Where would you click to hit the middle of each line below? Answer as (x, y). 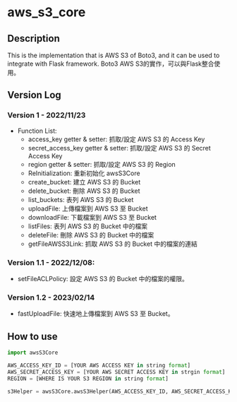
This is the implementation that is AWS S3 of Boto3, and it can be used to (114, 55)
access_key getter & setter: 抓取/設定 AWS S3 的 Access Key (116, 139)
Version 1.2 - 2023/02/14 (51, 297)
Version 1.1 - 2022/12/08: (51, 262)
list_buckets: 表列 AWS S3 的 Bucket (81, 199)
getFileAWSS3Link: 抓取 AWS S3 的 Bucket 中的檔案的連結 (113, 244)
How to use (32, 336)
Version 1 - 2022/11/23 (47, 115)
